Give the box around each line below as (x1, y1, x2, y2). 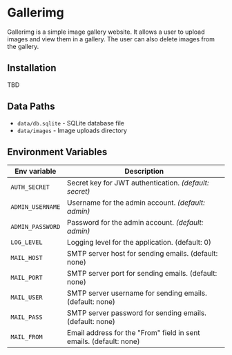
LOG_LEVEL (10, 239, 43, 246)
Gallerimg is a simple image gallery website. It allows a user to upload (7, 28, 205, 36)
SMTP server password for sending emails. (66, 308, 207, 318)
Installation (7, 62, 57, 74)
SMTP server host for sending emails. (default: (66, 249, 218, 258)
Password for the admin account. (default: (66, 218, 204, 227)
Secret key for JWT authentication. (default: (66, 178, 209, 187)
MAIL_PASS (10, 314, 43, 321)
